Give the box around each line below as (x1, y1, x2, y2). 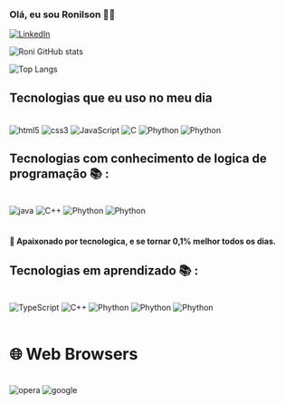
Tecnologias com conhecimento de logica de (9, 151, 267, 167)
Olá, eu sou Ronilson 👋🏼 (9, 8, 116, 21)
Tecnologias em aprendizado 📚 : (9, 263, 199, 279)
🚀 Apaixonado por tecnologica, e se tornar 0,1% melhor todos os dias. (9, 236, 276, 246)
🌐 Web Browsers (9, 343, 138, 364)
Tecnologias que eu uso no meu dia (9, 90, 213, 105)
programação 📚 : (9, 167, 109, 182)
